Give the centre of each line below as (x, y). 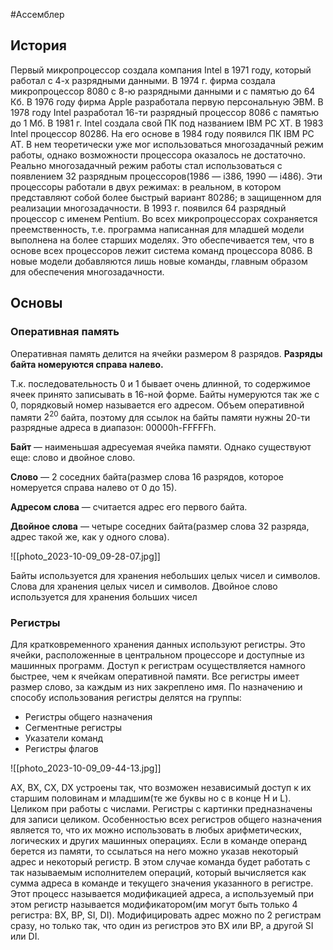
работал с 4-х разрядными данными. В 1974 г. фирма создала (143, 80)
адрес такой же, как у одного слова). (90, 537)
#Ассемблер (37, 14)
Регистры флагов (61, 749)
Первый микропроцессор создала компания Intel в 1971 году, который (161, 70)
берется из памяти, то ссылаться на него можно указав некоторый (154, 851)
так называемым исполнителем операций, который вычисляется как (158, 873)
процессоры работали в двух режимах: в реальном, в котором (146, 186)
